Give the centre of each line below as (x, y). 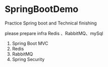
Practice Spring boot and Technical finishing (51, 23)
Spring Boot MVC (30, 43)
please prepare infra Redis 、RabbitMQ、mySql (54, 33)
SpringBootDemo (42, 9)
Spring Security (28, 59)
